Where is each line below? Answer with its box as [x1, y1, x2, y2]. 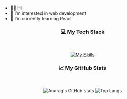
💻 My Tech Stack [60, 28, 105, 35]
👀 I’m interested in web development [10, 10, 87, 16]
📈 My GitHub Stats [58, 65, 107, 72]
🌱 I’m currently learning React [10, 16, 72, 21]
